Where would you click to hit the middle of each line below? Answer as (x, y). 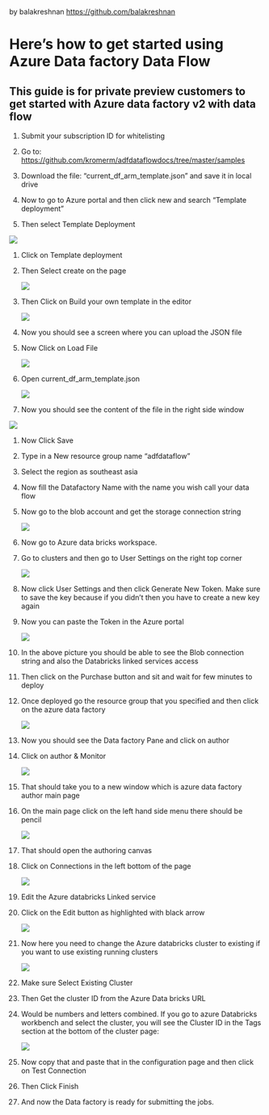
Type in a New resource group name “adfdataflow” (105, 456)
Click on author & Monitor (63, 756)
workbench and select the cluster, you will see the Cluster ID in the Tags (141, 1022)
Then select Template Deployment (78, 224)
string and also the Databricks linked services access (109, 661)
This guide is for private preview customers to (127, 91)
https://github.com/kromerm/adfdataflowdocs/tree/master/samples (133, 160)
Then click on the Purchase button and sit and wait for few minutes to (137, 677)
